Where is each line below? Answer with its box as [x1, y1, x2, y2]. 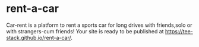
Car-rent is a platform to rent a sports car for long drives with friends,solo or [6, 21, 192, 29]
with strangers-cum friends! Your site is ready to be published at [6, 27, 165, 35]
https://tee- [165, 27, 193, 35]
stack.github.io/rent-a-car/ [6, 34, 71, 41]
